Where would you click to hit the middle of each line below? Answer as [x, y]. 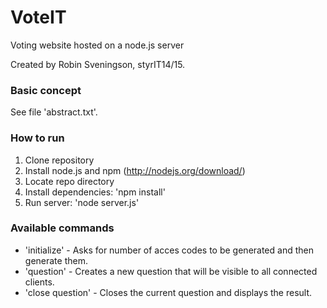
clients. [39, 282]
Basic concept [46, 90]
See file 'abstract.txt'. [54, 112]
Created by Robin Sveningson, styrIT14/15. [98, 64]
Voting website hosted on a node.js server [97, 45]
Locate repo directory [69, 181]
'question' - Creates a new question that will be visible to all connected [171, 271]
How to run [37, 138]
